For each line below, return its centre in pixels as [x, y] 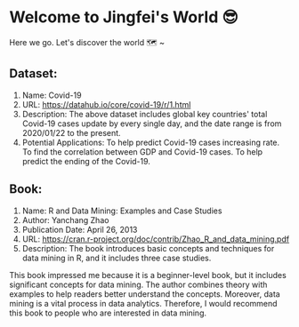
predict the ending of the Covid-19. [86, 161]
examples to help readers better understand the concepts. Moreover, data [145, 294]
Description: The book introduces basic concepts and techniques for [148, 248]
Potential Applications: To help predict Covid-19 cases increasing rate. [151, 142]
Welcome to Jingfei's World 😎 [124, 17]
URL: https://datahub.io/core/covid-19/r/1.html [106, 104]
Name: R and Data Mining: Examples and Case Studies [122, 211]
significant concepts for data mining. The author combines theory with [138, 284]
